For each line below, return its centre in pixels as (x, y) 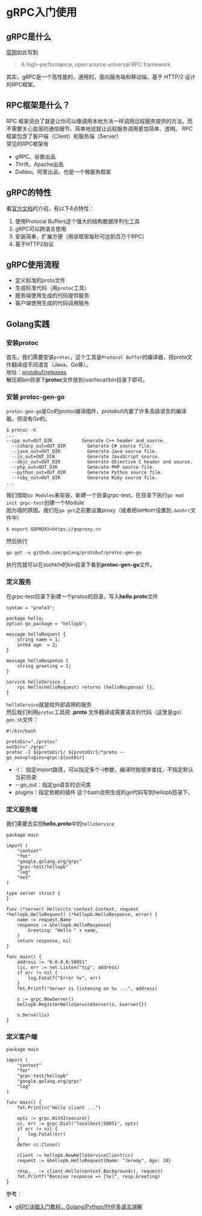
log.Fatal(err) (47, 1134)
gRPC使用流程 (33, 265)
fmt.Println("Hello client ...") (59, 1108)
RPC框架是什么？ (38, 106)
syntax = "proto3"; (31, 608)
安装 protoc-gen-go (36, 397)
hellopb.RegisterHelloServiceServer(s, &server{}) (82, 1005)
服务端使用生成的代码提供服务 (52, 296)
